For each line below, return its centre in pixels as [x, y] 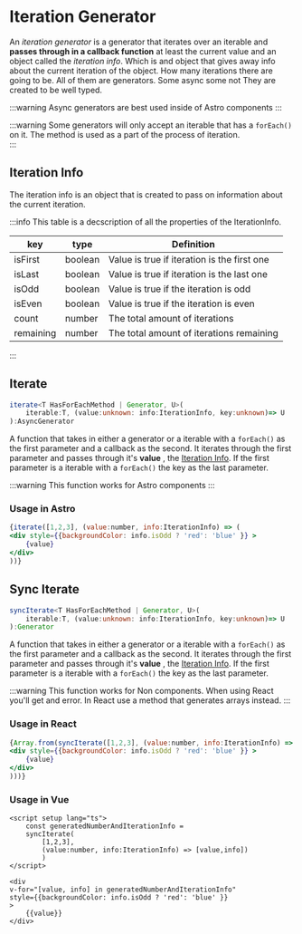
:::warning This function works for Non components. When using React [142, 691]
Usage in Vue [39, 799]
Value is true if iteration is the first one [189, 259]
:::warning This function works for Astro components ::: [112, 486]
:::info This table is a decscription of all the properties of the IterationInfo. [146, 221]
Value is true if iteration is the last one [188, 274]
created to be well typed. [56, 90]
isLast [27, 274]
